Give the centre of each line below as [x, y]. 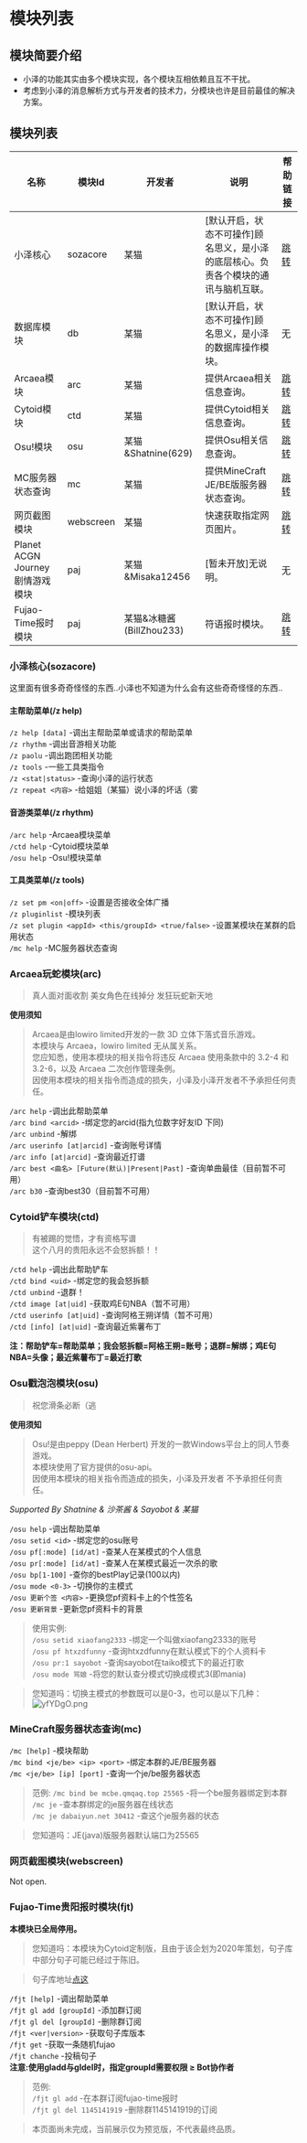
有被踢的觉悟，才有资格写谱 [84, 1238]
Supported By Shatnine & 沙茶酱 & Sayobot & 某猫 [104, 1509]
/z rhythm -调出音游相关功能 [63, 744]
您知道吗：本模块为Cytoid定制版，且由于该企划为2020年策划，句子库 [162, 1948]
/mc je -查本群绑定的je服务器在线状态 [102, 1804]
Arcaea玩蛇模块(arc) [56, 973]
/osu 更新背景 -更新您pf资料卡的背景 [76, 1608]
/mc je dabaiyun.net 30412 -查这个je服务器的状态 [125, 1816]
